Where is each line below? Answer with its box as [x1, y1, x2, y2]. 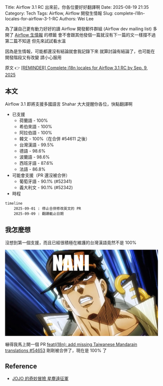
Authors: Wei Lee [59, 16, 94, 21]
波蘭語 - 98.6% [19, 154, 50, 160]
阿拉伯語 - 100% [19, 130, 52, 135]
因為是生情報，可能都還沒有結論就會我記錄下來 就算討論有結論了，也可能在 [5, 48, 155, 54]
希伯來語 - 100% [19, 123, 52, 129]
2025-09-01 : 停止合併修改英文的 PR [14, 206, 81, 211]
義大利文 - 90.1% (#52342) [19, 184, 73, 190]
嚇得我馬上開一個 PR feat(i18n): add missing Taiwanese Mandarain [5, 342, 137, 347]
